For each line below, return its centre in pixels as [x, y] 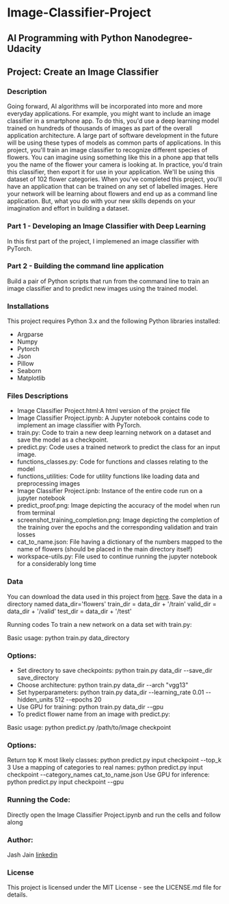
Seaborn [29, 371]
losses [26, 535]
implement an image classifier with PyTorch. [79, 425]
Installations [28, 306]
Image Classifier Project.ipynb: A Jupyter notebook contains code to [113, 418]
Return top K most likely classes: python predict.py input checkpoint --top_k [114, 760]
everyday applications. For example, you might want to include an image [109, 114]
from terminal [36, 513]
